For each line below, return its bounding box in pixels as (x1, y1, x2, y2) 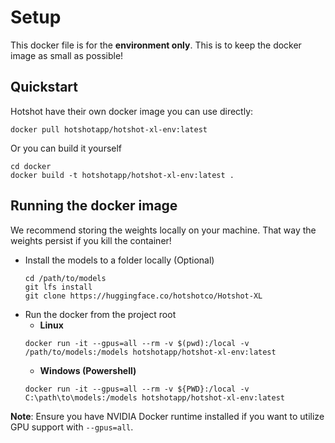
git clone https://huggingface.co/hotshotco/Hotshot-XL (24, 291, 263, 301)
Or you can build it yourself (10, 142, 123, 154)
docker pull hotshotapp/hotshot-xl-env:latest (10, 124, 208, 135)
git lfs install (24, 282, 93, 292)
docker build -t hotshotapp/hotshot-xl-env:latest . (10, 170, 235, 180)
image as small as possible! (10, 49, 124, 61)
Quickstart (10, 79, 79, 96)
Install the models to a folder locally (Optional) (24, 254, 215, 266)
